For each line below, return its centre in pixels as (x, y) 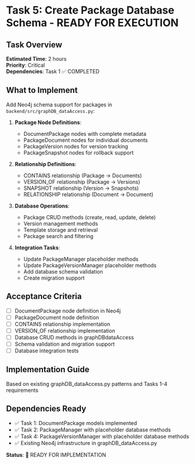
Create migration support (54, 278)
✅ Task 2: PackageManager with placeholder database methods (92, 430)
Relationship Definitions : (45, 164)
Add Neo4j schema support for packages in (59, 105)
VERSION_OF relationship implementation (65, 330)
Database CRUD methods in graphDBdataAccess (74, 337)
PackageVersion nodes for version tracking (76, 146)
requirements (22, 390)
